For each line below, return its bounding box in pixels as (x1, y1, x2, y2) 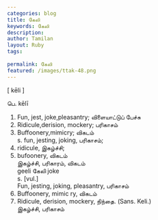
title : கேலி (7, 16, 40, 23)
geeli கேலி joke (16, 167, 60, 175)
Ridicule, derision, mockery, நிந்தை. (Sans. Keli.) (16, 197, 152, 205)
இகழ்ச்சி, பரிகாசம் (16, 204, 65, 212)
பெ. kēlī (7, 99, 29, 107)
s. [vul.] (16, 174, 39, 182)
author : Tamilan (7, 36, 53, 42)
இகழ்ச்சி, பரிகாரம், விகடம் (16, 159, 85, 167)
